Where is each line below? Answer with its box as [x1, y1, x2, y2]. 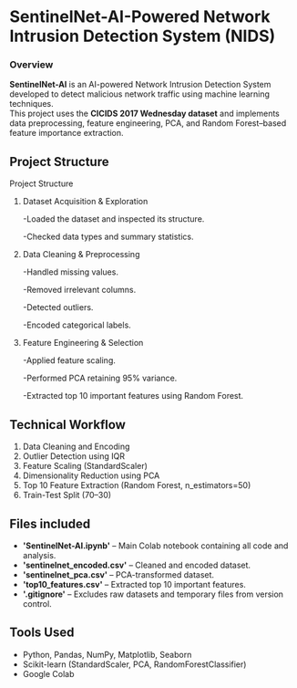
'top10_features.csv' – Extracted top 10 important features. [22, 579, 246, 589]
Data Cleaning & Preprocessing [22, 249, 140, 260]
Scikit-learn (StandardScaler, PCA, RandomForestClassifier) [22, 659, 247, 670]
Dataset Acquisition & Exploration [22, 196, 148, 207]
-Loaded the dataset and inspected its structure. [22, 214, 205, 224]
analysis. [22, 549, 56, 560]
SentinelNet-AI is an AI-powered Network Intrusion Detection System [9, 79, 271, 90]
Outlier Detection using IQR [22, 451, 126, 462]
